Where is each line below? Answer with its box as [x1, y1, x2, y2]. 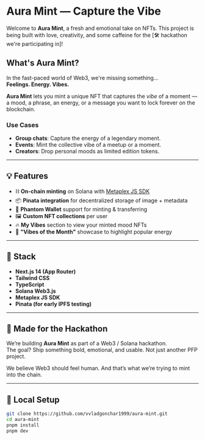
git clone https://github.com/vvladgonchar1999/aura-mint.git [6, 411, 168, 417]
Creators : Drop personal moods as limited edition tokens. [15, 148, 160, 155]
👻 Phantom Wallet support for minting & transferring [15, 205, 148, 213]
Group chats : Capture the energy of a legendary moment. [15, 134, 161, 142]
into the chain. [6, 371, 43, 378]
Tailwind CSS [15, 274, 50, 282]
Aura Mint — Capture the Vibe [6, 4, 162, 18]
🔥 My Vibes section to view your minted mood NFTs [15, 221, 147, 229]
